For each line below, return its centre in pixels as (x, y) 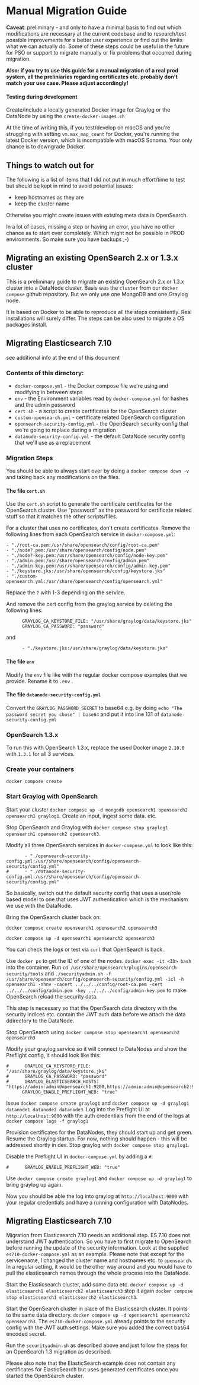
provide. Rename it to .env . (40, 681)
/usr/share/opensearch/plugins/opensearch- (125, 968)
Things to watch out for (50, 165)
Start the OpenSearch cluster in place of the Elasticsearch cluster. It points (97, 1309)
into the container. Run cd (37, 967)
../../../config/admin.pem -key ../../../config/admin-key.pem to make (96, 990)
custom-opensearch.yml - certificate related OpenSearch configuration (100, 417)
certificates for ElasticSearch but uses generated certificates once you (92, 1370)
